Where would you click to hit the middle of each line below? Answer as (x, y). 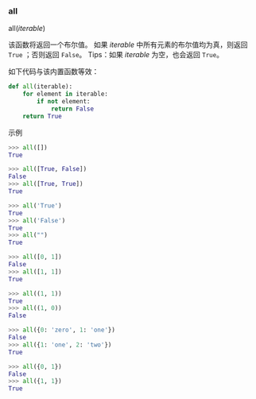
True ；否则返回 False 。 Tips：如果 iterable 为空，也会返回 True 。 (116, 55)
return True (42, 116)
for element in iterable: (66, 94)
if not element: (64, 102)
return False (72, 109)
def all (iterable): (41, 87)
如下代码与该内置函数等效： (54, 72)
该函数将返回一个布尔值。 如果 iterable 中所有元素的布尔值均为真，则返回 (128, 45)
